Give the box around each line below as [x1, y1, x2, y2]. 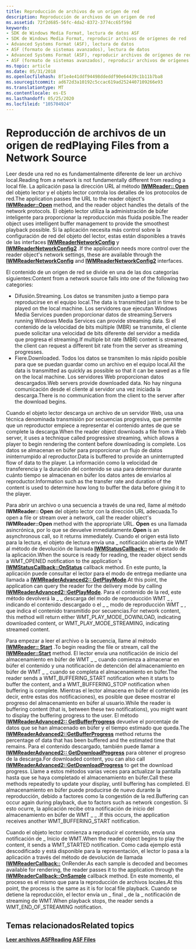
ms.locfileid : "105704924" [6, 101, 72, 107]
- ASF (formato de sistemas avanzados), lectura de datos [6, 47, 150, 53]
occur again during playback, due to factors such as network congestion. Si [6, 799, 188, 806]
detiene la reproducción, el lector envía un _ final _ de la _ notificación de [6, 891, 181, 898]
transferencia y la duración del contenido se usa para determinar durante [6, 466, 182, 473]
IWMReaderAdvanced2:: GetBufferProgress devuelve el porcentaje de [6, 718, 179, 725]
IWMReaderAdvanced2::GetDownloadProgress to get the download [6, 762, 173, 769]
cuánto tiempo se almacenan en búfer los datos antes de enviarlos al [6, 472, 171, 479]
